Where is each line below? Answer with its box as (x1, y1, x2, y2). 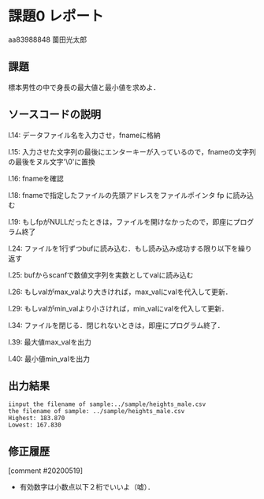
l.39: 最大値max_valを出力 (8, 337, 92, 347)
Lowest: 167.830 (8, 421, 61, 430)
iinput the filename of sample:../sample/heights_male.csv (8, 400, 206, 408)
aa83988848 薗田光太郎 (8, 35, 87, 44)
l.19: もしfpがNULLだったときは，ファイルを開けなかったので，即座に (8, 217, 234, 226)
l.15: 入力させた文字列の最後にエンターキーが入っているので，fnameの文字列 (8, 147, 256, 156)
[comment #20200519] (8, 466, 84, 475)
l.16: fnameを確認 (8, 173, 65, 183)
